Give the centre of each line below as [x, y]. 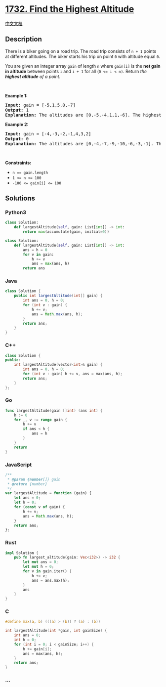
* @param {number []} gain [34, 479]
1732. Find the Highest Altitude [70, 9]
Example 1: [17, 95]
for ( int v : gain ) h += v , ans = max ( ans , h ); [73, 374]
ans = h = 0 [35, 250]
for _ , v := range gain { [41, 420]
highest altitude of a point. [33, 76]
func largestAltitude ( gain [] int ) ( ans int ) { [54, 410]
